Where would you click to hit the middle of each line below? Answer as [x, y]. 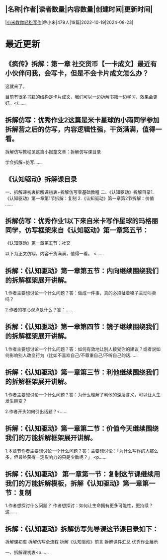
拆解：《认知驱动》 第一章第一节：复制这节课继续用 [83, 474]
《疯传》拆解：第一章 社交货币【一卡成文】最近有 [81, 64]
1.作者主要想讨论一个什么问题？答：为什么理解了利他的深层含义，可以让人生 [83, 395]
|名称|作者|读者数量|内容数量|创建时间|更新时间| [79, 9]
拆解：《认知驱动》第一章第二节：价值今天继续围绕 [82, 429]
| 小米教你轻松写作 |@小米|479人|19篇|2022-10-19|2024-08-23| [69, 22]
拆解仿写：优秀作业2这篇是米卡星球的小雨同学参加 [83, 120]
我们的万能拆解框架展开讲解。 [51, 438]
